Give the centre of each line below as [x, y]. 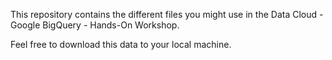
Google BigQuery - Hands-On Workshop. [95, 25]
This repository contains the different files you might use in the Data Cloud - [167, 14]
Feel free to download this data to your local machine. [121, 44]
